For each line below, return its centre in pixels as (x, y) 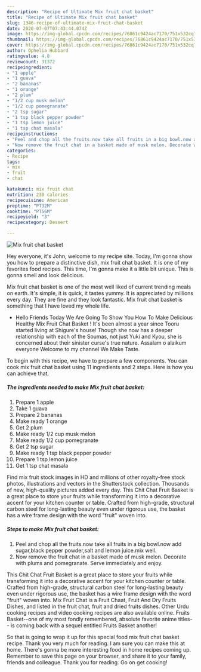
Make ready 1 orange (41, 421)
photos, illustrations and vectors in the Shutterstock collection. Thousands (98, 483)
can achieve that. (28, 373)
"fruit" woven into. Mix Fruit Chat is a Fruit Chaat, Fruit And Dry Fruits (92, 600)
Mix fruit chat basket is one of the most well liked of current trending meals (99, 287)
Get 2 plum (29, 427)
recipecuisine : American (38, 200)
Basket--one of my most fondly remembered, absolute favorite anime (92, 619)
